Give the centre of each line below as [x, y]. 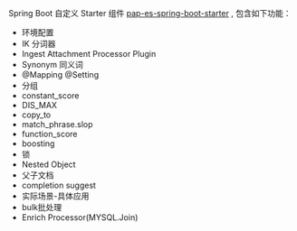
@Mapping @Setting [60, 74]
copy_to [36, 115]
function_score [49, 134]
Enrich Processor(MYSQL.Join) [80, 217]
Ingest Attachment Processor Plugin [89, 54]
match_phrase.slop [57, 124]
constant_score [50, 96]
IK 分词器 [38, 44]
